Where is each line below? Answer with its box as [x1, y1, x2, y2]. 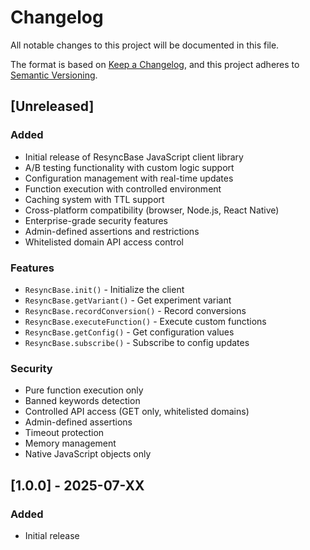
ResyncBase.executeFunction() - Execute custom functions [24, 315, 267, 327]
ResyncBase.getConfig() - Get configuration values [24, 326, 235, 338]
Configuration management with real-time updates [24, 172, 234, 184]
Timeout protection [24, 427, 105, 439]
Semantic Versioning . [10, 69, 98, 81]
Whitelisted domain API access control [24, 236, 184, 248]
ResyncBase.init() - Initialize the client [24, 283, 185, 295]
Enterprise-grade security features [24, 214, 168, 226]
